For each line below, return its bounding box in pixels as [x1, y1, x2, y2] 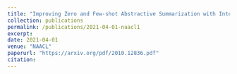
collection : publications [7, 17, 83, 24]
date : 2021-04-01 [7, 37, 59, 44]
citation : [7, 56, 37, 63]
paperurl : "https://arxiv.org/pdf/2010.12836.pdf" [7, 50, 159, 57]
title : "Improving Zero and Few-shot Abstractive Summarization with [7, 10, 217, 18]
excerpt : [7, 30, 33, 37]
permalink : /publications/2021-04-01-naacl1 [7, 23, 140, 30]
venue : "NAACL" [7, 43, 52, 50]
